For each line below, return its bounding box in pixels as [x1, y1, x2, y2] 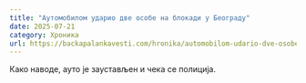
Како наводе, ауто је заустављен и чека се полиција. [9, 64, 217, 75]
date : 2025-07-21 [9, 22, 76, 31]
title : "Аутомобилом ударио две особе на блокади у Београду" [9, 13, 250, 23]
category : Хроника [9, 30, 79, 39]
